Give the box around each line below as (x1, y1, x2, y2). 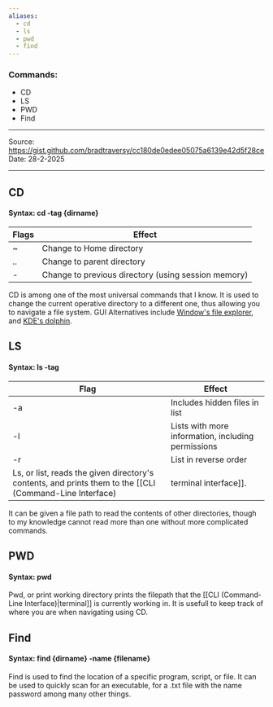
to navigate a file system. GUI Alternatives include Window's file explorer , (8, 307, 254, 318)
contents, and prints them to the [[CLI (12, 477, 156, 489)
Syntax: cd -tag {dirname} (8, 209, 99, 218)
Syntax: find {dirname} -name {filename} (8, 653, 151, 664)
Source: (8, 137, 35, 147)
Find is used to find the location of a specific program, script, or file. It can (8, 671, 257, 681)
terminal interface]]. (170, 477, 247, 489)
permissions (170, 441, 218, 452)
